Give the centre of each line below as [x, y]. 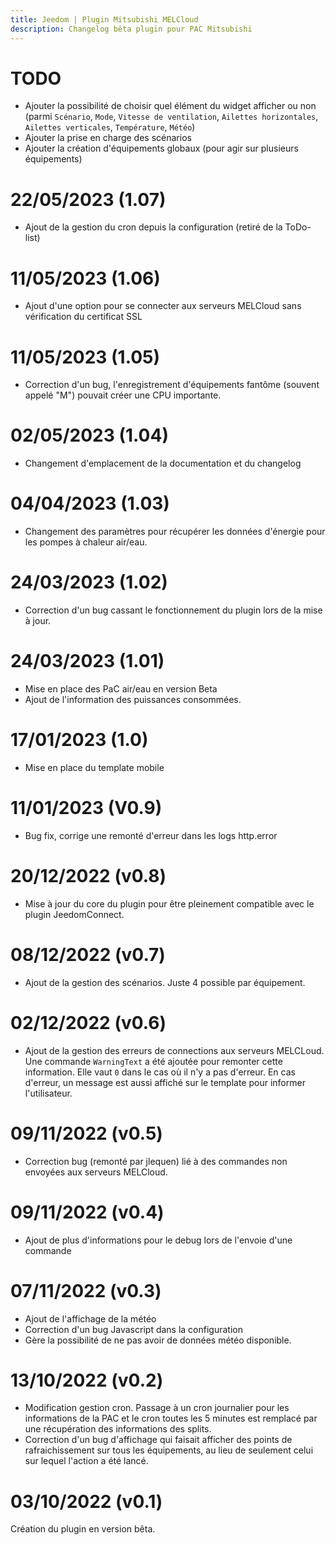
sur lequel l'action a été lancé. [86, 1461]
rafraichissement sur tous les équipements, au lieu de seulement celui [169, 1450]
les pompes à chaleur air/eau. [86, 542]
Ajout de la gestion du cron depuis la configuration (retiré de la [153, 227]
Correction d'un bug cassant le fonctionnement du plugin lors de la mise [173, 610]
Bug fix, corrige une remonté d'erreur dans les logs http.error [151, 835]
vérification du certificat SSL [83, 317]
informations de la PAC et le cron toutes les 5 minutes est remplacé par [171, 1418]
